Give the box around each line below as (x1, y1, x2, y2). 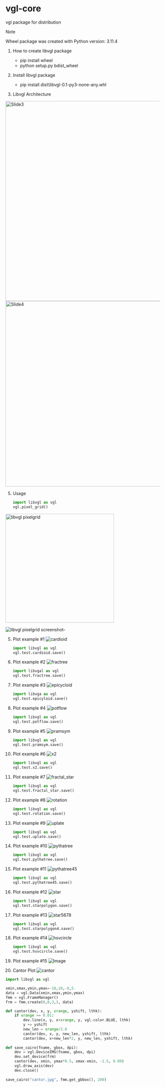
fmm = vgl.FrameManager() (5, 995, 58, 1000)
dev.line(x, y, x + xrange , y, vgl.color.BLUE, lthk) (23, 1018, 131, 1023)
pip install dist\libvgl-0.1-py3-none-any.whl (20, 82, 107, 88)
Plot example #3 (12, 682, 46, 688)
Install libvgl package (12, 72, 55, 78)
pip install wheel (20, 57, 53, 63)
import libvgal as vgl (12, 669, 59, 674)
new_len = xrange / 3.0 (23, 1027, 68, 1032)
